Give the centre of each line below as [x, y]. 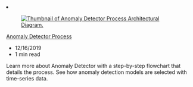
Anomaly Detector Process [39, 36]
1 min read [27, 54]
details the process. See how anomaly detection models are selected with [97, 72]
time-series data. [27, 78]
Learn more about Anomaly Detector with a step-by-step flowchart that [94, 66]
